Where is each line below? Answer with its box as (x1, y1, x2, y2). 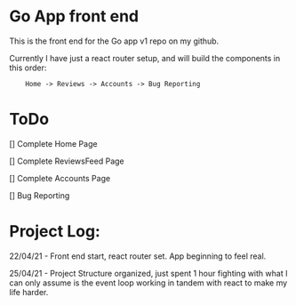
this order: (9, 62, 47, 73)
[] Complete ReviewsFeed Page (9, 156, 124, 166)
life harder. (9, 286, 49, 297)
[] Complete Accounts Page (9, 173, 111, 183)
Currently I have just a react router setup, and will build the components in (9, 52, 281, 63)
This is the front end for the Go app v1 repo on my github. (9, 36, 220, 46)
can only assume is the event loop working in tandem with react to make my (9, 277, 288, 288)
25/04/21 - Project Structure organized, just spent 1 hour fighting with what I (9, 268, 288, 278)
